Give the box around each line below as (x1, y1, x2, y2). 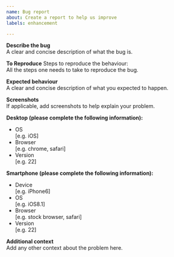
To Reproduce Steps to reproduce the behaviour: (6, 60, 128, 67)
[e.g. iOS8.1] (14, 200, 45, 208)
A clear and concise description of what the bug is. (6, 48, 133, 56)
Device (14, 182, 33, 189)
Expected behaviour (6, 78, 58, 85)
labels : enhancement (6, 20, 58, 26)
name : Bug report (6, 8, 50, 15)
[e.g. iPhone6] (14, 188, 51, 195)
